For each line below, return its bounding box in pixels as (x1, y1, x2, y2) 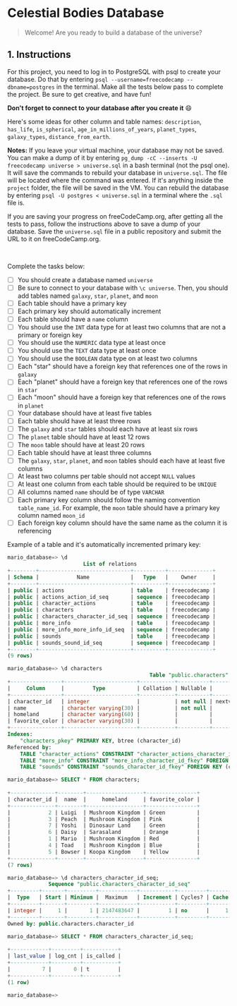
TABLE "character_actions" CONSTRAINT (20, 750, 134, 758)
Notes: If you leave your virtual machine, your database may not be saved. (7, 146, 224, 154)
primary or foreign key (17, 331, 83, 339)
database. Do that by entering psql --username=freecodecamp (7, 75, 184, 83)
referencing (17, 527, 51, 535)
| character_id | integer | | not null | (7, 698, 213, 705)
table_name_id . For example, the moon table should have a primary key (17, 504, 220, 512)
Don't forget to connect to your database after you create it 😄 (7, 104, 193, 112)
